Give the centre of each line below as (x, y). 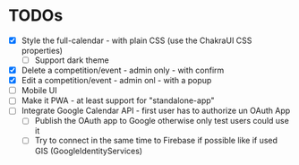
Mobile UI (39, 91)
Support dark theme (72, 60)
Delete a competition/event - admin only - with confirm (123, 70)
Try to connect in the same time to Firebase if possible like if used (156, 141)
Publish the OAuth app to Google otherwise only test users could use (162, 121)
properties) (42, 51)
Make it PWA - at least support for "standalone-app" (118, 100)
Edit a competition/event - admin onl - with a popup (116, 81)
